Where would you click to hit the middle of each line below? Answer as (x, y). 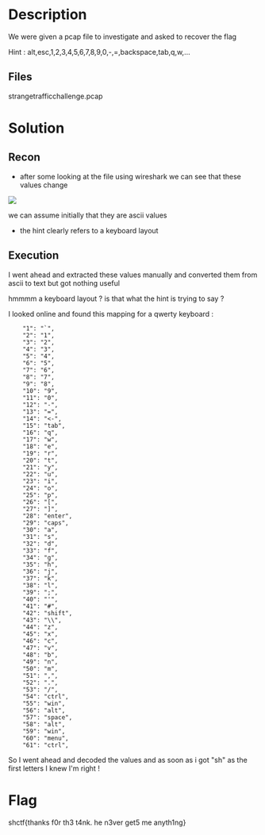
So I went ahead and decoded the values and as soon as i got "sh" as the (128, 760)
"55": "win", (44, 703)
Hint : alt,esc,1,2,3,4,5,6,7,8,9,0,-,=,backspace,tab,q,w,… (99, 52)
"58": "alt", (44, 724)
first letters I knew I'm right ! (54, 768)
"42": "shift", (48, 613)
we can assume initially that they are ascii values (88, 215)
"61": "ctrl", (46, 745)
